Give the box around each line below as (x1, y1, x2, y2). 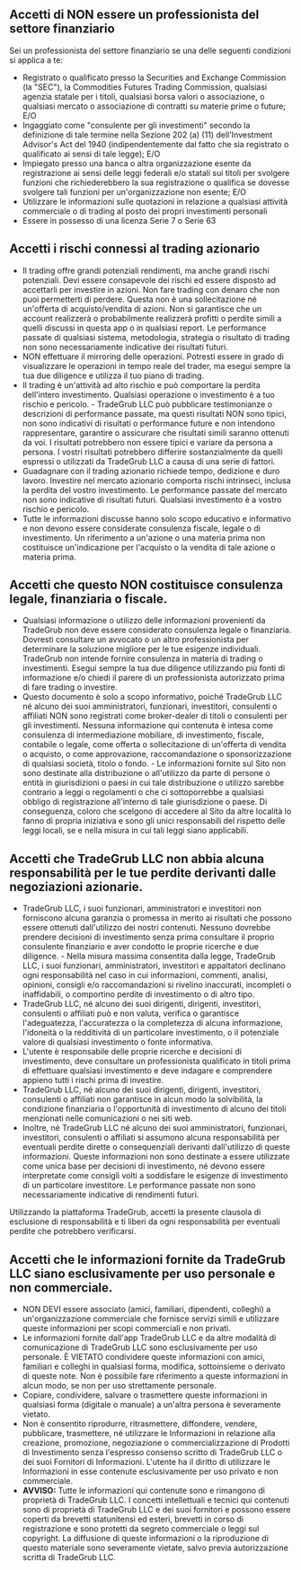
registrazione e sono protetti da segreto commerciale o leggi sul (22, 1523, 260, 1534)
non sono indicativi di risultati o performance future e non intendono (22, 418, 276, 428)
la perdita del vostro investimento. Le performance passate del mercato (22, 484, 288, 495)
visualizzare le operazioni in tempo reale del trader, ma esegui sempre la (22, 360, 291, 371)
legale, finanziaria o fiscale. (9, 592, 168, 607)
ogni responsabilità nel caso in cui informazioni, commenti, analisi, (22, 970, 268, 981)
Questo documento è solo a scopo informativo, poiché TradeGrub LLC (22, 692, 283, 702)
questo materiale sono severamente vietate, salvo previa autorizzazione (22, 1542, 289, 1553)
